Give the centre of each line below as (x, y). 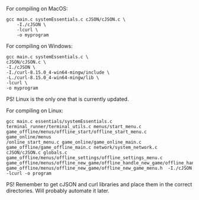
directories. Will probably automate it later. (58, 191)
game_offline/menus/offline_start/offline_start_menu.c (76, 132)
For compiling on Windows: (39, 46)
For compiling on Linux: (35, 110)
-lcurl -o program (29, 173)
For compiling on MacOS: (37, 9)
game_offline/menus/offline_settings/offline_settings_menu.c (84, 158)
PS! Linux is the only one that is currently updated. (68, 99)
